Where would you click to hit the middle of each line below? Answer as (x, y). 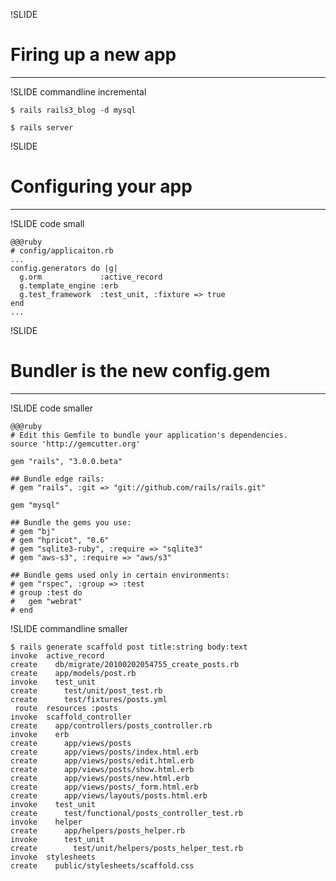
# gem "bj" (33, 531)
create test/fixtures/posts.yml (89, 699)
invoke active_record (57, 655)
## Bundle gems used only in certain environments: (120, 575)
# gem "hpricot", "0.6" (60, 540)
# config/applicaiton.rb (62, 250)
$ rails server (42, 127)
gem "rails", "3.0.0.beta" (66, 461)
